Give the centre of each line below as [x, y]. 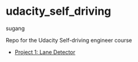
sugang [15, 28]
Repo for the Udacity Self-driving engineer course [69, 40]
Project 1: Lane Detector [45, 52]
